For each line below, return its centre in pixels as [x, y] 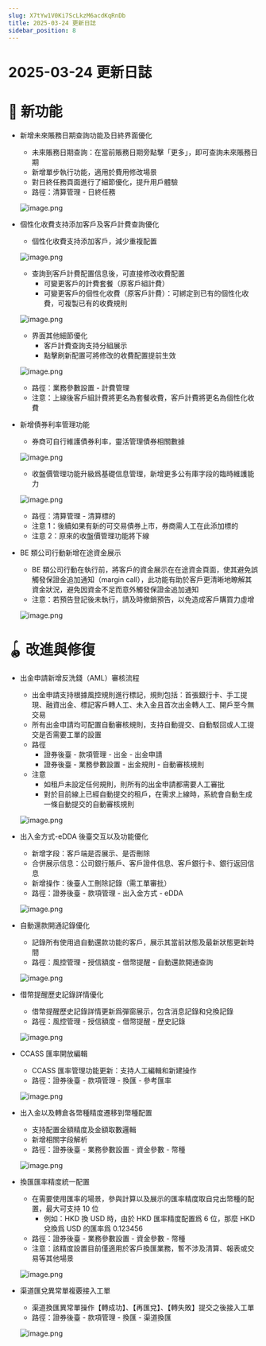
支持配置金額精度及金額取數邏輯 [84, 1130]
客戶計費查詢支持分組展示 [85, 345]
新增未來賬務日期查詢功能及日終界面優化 [86, 135]
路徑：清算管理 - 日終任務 [73, 192]
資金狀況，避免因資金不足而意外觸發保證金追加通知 [115, 589]
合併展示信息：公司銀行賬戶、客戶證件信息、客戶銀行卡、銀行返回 [139, 863]
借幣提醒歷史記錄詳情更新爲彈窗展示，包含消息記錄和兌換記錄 [133, 1011]
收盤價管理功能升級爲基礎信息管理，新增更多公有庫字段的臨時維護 [139, 473]
